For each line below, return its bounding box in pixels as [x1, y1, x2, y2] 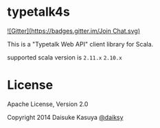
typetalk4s [7, 4, 70, 20]
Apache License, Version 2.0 [7, 100, 89, 108]
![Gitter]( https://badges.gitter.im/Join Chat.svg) [7, 27, 141, 35]
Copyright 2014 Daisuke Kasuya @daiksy [7, 113, 124, 121]
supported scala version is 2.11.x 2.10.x [7, 53, 122, 62]
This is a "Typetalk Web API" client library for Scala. [7, 40, 154, 48]
